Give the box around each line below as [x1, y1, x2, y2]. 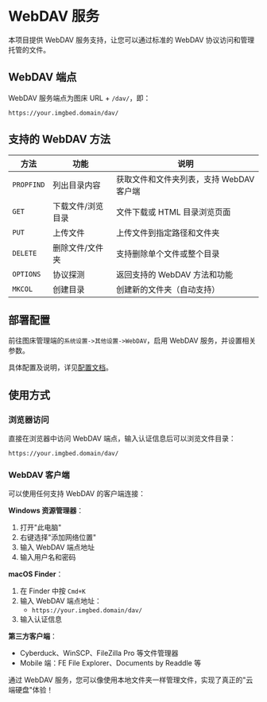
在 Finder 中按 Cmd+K [19, 586, 86, 596]
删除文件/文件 [52, 242, 104, 253]
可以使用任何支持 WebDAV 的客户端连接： [8, 489, 145, 498]
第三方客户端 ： [8, 631, 57, 641]
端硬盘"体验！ [8, 685, 54, 695]
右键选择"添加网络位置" [19, 533, 97, 542]
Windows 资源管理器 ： [8, 506, 84, 515]
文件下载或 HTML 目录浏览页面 [116, 206, 231, 217]
